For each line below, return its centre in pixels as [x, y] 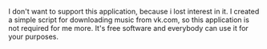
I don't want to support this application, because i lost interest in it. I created [134, 11]
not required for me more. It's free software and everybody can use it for [128, 28]
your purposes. [33, 36]
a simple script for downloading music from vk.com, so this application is [129, 20]
